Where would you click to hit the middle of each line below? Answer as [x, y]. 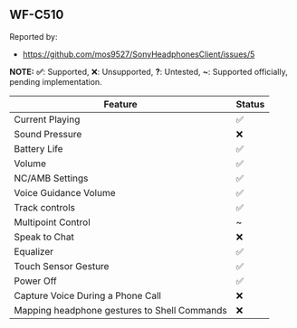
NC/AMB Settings [51, 178]
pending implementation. [56, 81]
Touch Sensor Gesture [62, 266]
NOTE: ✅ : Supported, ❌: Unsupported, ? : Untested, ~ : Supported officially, [148, 71]
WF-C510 [37, 15]
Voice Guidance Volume [65, 192]
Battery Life [38, 148]
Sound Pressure [48, 134]
